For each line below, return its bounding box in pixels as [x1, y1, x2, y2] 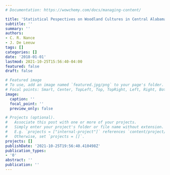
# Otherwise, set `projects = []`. [5, 134, 85, 139]
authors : [5, 31, 24, 36]
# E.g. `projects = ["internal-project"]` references [5, 129, 125, 134]
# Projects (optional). [5, 115, 56, 120]
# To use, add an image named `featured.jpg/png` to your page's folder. [5, 82, 164, 88]
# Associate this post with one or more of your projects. [5, 120, 137, 125]
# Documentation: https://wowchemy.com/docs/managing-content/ [5, 7, 142, 13]
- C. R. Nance [5, 36, 35, 41]
